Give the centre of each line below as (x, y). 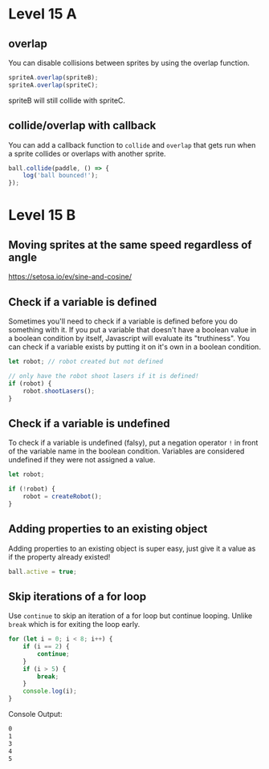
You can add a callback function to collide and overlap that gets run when (132, 144)
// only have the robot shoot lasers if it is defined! (104, 376)
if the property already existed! (59, 557)
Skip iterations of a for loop (77, 596)
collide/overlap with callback (82, 126)
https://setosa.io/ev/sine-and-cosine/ (70, 277)
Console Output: (35, 714)
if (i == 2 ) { (46, 647)
